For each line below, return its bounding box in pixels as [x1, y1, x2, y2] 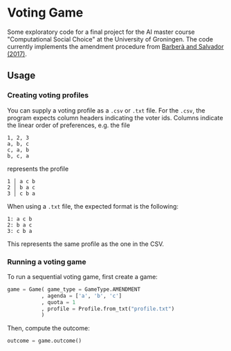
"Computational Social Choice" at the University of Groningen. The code [7, 35, 213, 43]
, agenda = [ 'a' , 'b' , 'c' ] [41, 292, 122, 299]
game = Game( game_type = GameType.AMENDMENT [7, 285, 140, 293]
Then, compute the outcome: [7, 324, 90, 332]
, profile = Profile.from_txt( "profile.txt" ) [41, 305, 175, 312]
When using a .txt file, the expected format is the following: [7, 202, 178, 210]
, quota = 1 [41, 298, 76, 305]
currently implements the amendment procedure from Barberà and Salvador [7, 42, 224, 50]
